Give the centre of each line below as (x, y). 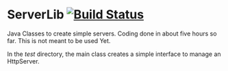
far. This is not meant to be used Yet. (59, 40)
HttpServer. (23, 61)
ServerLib (36, 15)
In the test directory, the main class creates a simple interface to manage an (114, 54)
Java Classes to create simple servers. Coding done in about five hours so (112, 33)
